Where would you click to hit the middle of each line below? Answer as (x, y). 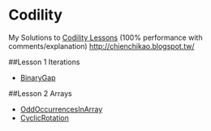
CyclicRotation (44, 118)
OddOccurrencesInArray (61, 109)
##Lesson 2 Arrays (41, 93)
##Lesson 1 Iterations (44, 62)
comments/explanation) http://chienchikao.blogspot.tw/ (101, 46)
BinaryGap (38, 77)
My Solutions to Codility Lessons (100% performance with (105, 37)
